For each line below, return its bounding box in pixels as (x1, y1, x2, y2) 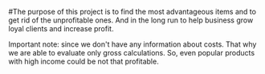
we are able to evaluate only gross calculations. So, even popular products (8, 48, 255, 57)
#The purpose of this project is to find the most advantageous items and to (8, 7, 257, 16)
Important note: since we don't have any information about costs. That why (8, 39, 257, 49)
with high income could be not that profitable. (8, 56, 159, 66)
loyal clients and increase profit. (8, 24, 114, 33)
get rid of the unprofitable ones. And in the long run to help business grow (8, 15, 254, 25)
